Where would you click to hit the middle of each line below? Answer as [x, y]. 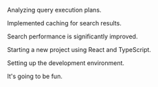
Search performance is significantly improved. [72, 36]
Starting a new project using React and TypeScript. [79, 50]
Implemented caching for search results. [64, 23]
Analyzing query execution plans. [54, 10]
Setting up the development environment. [66, 63]
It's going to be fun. [35, 76]
